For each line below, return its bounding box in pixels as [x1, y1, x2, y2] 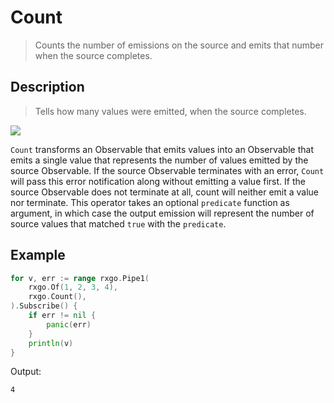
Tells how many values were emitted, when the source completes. [34, 105, 307, 117]
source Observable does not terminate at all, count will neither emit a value [10, 186, 320, 198]
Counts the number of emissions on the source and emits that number [34, 39, 324, 51]
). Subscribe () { [10, 301, 78, 311]
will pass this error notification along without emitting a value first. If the [10, 175, 306, 187]
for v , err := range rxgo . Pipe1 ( [10, 273, 150, 283]
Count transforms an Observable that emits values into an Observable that [10, 143, 314, 155]
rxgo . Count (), [28, 292, 87, 302]
